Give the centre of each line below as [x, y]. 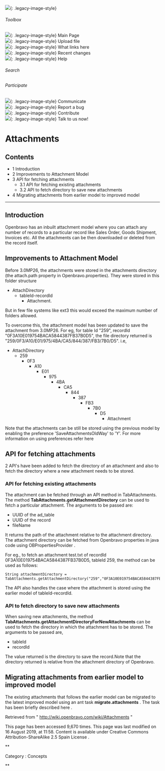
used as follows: [22, 565]
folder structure [21, 281]
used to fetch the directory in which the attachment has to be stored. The [79, 627]
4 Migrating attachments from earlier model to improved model [76, 195]
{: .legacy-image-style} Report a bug [47, 107]
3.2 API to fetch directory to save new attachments [71, 190]
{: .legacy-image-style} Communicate [48, 102]
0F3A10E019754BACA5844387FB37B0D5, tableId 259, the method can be [80, 560]
